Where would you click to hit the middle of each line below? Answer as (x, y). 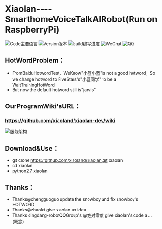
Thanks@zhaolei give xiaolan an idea (49, 210)
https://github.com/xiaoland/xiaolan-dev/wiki (60, 121)
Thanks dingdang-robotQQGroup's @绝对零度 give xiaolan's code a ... (82, 215)
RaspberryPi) (32, 30)
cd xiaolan (22, 166)
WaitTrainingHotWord (33, 85)
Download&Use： (32, 149)
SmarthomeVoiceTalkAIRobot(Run (75, 19)
